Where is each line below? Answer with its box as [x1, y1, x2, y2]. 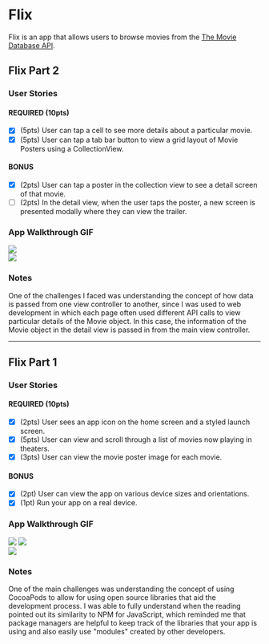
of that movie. [19, 188, 66, 198]
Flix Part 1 [8, 355, 58, 369]
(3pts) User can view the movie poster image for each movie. [19, 452, 223, 462]
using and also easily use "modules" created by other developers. [8, 627, 226, 637]
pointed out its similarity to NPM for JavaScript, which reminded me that [8, 610, 247, 619]
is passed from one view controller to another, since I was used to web [8, 299, 242, 309]
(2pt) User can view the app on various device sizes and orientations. [19, 489, 250, 499]
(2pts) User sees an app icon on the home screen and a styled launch [19, 417, 251, 427]
